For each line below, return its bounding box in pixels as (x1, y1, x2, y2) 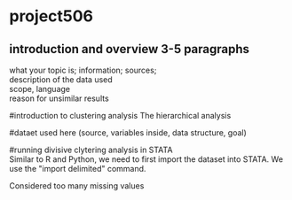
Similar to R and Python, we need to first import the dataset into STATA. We (9, 154, 284, 165)
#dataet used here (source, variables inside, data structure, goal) (9, 127, 247, 138)
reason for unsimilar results (9, 93, 109, 104)
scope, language (9, 84, 71, 94)
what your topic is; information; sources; (9, 65, 157, 75)
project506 (9, 6, 94, 27)
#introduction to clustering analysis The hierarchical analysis (9, 111, 232, 120)
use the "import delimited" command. (9, 164, 146, 173)
